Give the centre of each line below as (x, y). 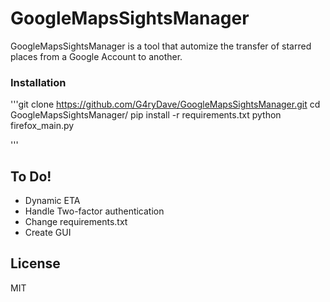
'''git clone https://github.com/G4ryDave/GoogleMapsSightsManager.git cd (165, 104)
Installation (38, 82)
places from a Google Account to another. (96, 56)
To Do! (31, 176)
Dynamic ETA (52, 201)
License (35, 263)
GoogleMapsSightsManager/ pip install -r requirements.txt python (146, 115)
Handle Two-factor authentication (94, 211)
